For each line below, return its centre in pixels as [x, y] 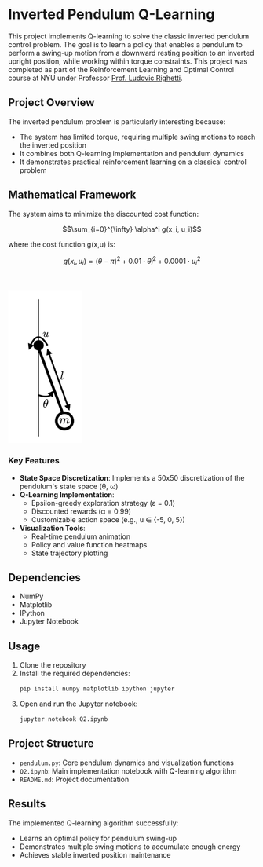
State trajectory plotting [69, 553]
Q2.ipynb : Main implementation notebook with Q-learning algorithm [128, 770]
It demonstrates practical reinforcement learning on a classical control [133, 162]
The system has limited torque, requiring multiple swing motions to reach [137, 137]
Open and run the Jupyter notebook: [79, 704]
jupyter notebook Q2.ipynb [64, 719]
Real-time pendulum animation [81, 536]
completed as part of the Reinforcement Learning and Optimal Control [121, 69]
